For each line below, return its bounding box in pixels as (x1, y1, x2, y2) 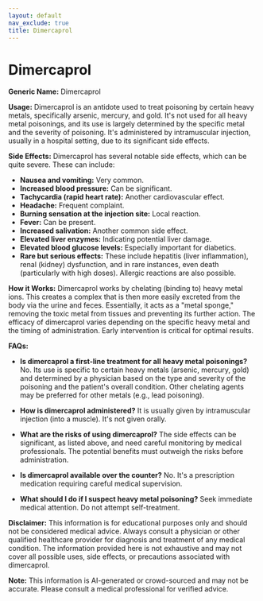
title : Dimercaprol (8, 26, 73, 34)
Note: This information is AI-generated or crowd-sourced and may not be (8, 576, 249, 585)
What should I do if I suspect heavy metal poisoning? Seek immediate (19, 494, 253, 504)
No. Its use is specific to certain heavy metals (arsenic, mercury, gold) (19, 365, 249, 374)
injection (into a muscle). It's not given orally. (19, 414, 167, 424)
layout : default (8, 11, 62, 20)
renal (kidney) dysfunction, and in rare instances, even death (19, 260, 219, 269)
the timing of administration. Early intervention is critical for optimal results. (8, 326, 254, 335)
